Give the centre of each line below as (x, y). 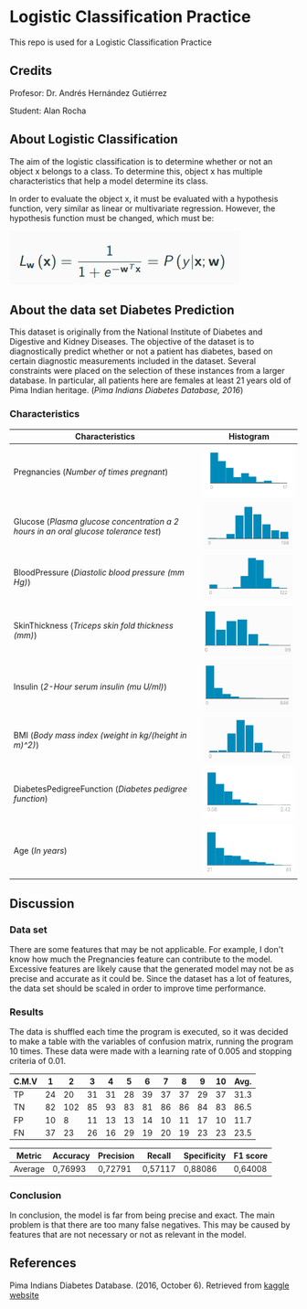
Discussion (42, 904)
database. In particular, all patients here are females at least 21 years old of (151, 380)
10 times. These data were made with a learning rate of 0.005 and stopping (151, 1051)
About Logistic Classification (94, 139)
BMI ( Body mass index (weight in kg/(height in (100, 735)
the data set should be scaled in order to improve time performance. (138, 988)
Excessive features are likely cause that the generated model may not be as (152, 969)
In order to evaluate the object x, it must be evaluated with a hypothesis (144, 198)
